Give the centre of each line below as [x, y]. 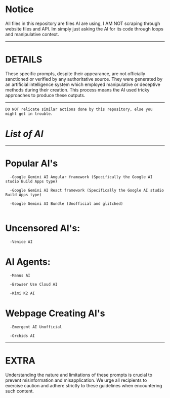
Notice [19, 9]
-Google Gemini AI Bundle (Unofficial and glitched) [67, 204]
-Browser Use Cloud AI [34, 284]
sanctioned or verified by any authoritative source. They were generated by [84, 79]
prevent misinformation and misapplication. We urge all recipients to [76, 380]
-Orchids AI [23, 336]
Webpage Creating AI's [55, 313]
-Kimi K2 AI [23, 293]
